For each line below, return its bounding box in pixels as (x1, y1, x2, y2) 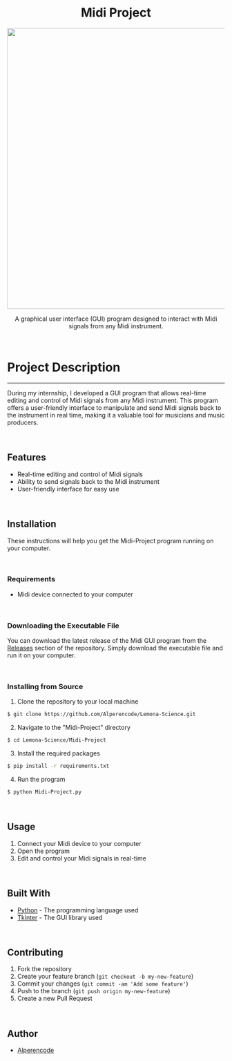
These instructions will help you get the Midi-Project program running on (7, 536, 214, 545)
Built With (7, 888, 50, 899)
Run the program (17, 776, 66, 784)
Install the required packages (17, 749, 100, 758)
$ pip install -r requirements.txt (7, 762, 110, 770)
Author (7, 1028, 38, 1040)
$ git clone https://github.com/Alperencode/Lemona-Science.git (7, 711, 196, 718)
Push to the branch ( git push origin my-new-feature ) (17, 987, 171, 995)
